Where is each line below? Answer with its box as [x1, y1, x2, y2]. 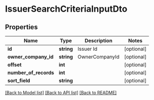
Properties [5, 23, 38, 31]
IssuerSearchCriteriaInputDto [5, 3, 128, 15]
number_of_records [7, 69, 55, 76]
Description [84, 38, 113, 44]
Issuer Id [77, 45, 97, 52]
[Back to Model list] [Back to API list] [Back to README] [5, 90, 117, 96]
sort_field [7, 77, 30, 84]
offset [7, 61, 22, 68]
